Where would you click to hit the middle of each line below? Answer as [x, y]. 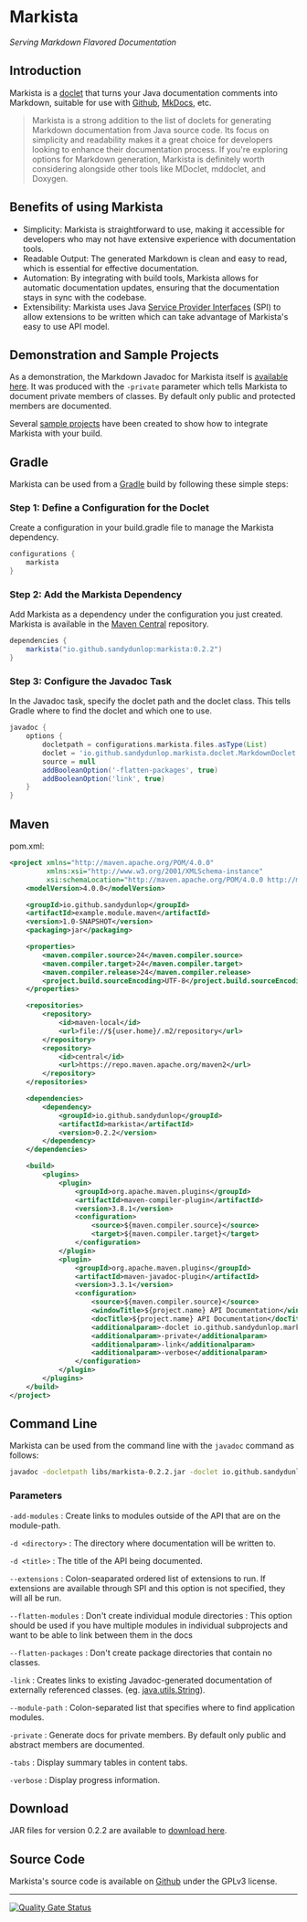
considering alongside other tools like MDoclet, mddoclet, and [149, 169]
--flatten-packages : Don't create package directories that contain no [141, 1653]
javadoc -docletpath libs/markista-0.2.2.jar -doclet [114, 1473]
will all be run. [36, 1598]
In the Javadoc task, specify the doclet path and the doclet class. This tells [150, 702]
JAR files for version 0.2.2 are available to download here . [118, 1831]
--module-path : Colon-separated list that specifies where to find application [152, 1707]
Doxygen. [50, 178]
